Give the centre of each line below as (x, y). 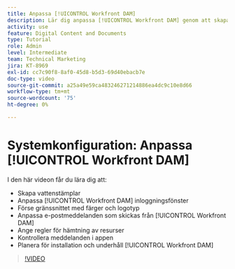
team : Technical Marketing (47, 59)
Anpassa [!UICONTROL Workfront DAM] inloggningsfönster (103, 201)
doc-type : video (31, 79)
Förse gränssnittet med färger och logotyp (78, 208)
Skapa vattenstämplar (49, 193)
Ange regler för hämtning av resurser (71, 230)
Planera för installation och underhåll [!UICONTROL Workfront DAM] (115, 245)
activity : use (28, 27)
